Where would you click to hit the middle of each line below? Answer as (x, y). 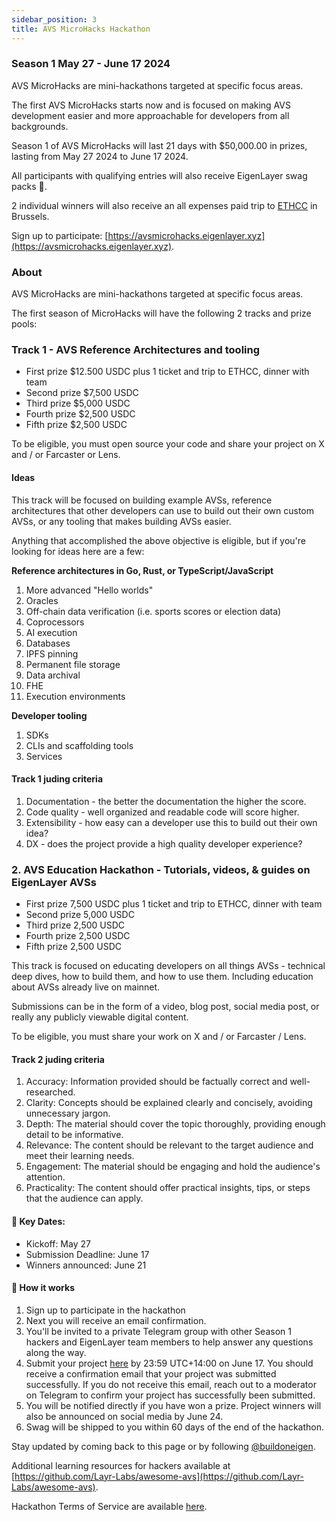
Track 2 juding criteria (58, 1059)
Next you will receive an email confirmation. (116, 1320)
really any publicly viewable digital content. (100, 1017)
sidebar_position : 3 (54, 19)
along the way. (56, 1352)
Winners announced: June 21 (86, 1265)
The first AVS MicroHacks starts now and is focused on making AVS (151, 105)
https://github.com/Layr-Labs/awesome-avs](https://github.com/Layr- (159, 1476)
